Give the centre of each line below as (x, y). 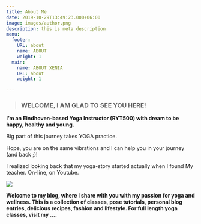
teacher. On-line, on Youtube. (43, 173)
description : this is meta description (56, 29)
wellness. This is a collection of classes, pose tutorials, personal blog (94, 202)
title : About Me (26, 12)
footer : (21, 40)
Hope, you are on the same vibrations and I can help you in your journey (95, 148)
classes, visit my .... (31, 215)
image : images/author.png (38, 23)
